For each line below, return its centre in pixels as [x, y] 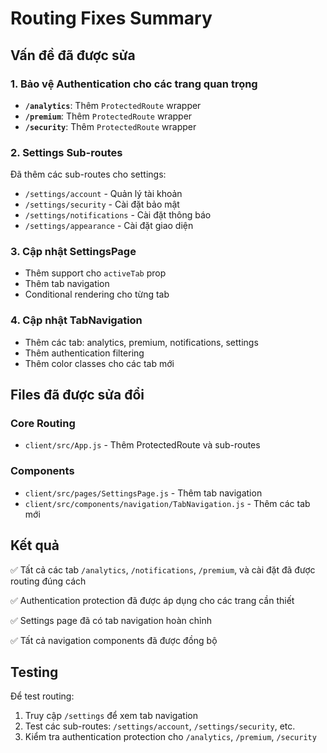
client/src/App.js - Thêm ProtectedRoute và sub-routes [142, 445]
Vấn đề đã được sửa [73, 55]
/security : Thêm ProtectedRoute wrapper [110, 126]
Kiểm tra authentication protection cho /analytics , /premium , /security [170, 737]
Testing [34, 672]
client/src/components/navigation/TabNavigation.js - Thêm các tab [167, 503]
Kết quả [35, 545]
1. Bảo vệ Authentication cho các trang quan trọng [134, 84]
